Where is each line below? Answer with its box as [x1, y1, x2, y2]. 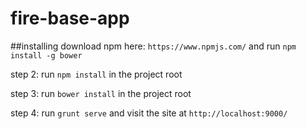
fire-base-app [10, 7, 130, 30]
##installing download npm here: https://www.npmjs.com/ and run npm [10, 40, 297, 52]
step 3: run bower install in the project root [10, 87, 192, 99]
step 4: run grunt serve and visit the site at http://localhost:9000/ [10, 107, 288, 119]
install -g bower [10, 50, 83, 61]
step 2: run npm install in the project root [10, 68, 183, 80]
